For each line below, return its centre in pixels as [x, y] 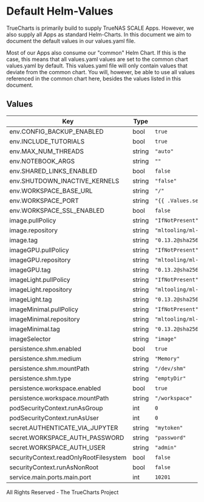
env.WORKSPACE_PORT [44, 201]
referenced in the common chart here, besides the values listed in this [93, 78]
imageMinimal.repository [45, 319]
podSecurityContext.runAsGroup [56, 408]
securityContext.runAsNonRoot [54, 467]
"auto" [164, 151]
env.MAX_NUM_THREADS [46, 151]
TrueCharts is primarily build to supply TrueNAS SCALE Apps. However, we [100, 28]
